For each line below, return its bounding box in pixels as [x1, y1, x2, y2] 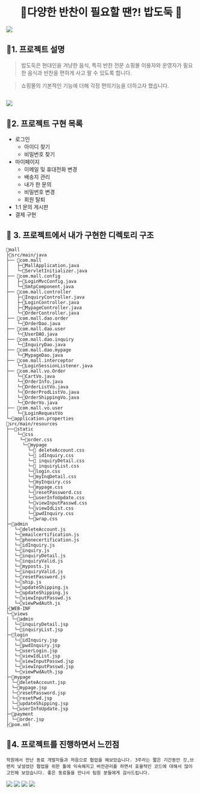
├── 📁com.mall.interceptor [6, 357, 74, 364]
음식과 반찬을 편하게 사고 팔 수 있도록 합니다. [27, 69, 132, 76]
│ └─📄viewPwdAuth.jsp [6, 669, 63, 675]
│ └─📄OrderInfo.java [6, 378, 63, 385]
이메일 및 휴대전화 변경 [23, 165, 78, 172]
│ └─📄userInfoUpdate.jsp [6, 706, 69, 712]
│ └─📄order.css [6, 437, 52, 443]
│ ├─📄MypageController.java [6, 305, 83, 311]
